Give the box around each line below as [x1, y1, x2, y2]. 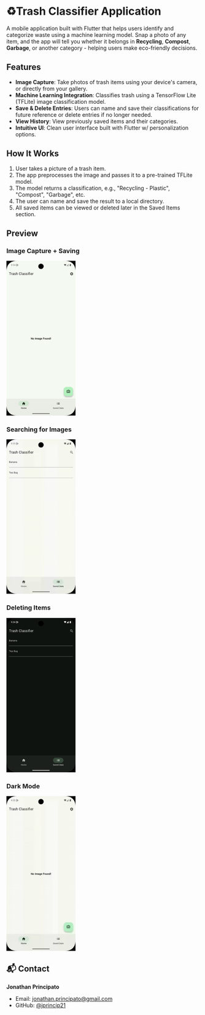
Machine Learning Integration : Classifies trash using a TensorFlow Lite [15, 91, 196, 99]
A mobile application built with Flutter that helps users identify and [6, 25, 174, 32]
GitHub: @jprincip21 [15, 1001, 66, 1009]
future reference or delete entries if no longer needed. [15, 111, 152, 118]
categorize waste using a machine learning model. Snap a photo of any [6, 31, 187, 38]
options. [15, 130, 36, 138]
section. [15, 210, 36, 217]
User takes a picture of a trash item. [15, 165, 106, 172]
